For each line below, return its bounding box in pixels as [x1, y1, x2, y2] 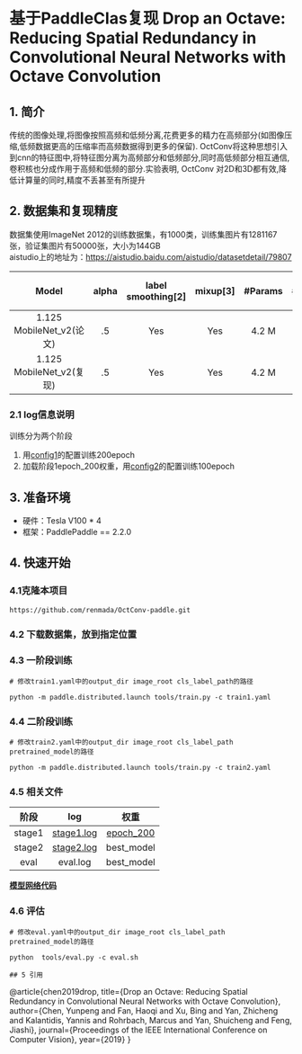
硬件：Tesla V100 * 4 [22, 514, 102, 526]
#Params [244, 284, 283, 297]
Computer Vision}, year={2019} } [9, 1033, 131, 1044]
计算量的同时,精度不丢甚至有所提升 [16, 174, 147, 185]
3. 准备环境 [9, 489, 71, 505]
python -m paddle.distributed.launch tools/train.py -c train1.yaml [9, 692, 271, 701]
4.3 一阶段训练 [9, 654, 73, 666]
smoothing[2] [126, 290, 187, 302]
